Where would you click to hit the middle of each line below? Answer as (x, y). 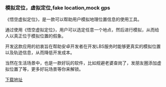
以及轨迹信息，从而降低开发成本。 (40, 53)
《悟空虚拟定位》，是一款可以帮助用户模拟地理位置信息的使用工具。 (74, 19)
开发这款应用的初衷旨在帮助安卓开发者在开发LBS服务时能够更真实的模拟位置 (83, 46)
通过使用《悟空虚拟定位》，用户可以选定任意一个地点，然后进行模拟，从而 (80, 30)
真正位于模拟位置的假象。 (40, 36)
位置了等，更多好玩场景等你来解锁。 (46, 69)
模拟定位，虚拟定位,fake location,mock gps (58, 7)
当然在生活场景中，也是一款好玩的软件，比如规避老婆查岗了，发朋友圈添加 (81, 63)
